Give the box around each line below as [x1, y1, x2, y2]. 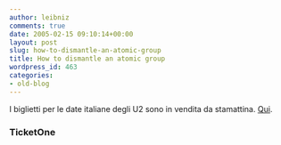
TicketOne [9, 125, 56, 138]
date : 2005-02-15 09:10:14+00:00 [9, 29, 134, 38]
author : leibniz [9, 12, 70, 22]
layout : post [9, 37, 58, 47]
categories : [9, 71, 54, 80]
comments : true [9, 21, 66, 30]
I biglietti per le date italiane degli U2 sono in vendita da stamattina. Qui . [9, 103, 273, 114]
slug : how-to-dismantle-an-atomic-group [9, 46, 162, 55]
